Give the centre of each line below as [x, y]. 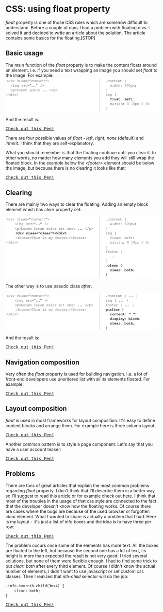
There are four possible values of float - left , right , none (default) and [75, 138]
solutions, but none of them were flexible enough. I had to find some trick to [81, 561]
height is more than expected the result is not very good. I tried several [76, 556]
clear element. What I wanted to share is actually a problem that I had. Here [81, 516]
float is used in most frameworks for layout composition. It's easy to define [81, 420]
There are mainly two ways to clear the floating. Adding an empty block [77, 204]
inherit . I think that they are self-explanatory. [50, 143]
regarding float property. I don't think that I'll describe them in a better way [80, 490]
